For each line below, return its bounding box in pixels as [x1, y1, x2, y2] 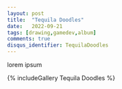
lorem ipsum [7, 61, 42, 68]
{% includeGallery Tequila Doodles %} [7, 74, 115, 82]
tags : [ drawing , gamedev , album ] [7, 29, 97, 36]
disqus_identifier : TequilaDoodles [7, 42, 109, 49]
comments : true [7, 36, 51, 42]
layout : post [7, 10, 45, 17]
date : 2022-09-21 [7, 23, 63, 29]
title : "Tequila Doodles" [7, 16, 84, 23]
